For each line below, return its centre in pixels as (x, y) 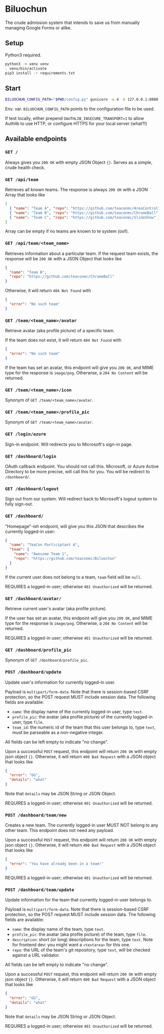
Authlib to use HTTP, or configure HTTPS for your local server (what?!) (76, 124)
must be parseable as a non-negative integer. (58, 732)
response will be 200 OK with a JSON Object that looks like (63, 258)
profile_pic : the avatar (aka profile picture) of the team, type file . (79, 934)
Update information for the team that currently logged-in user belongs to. (79, 900)
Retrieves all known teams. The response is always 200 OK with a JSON (76, 190)
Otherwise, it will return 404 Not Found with (48, 291)
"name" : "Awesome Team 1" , (41, 554)
